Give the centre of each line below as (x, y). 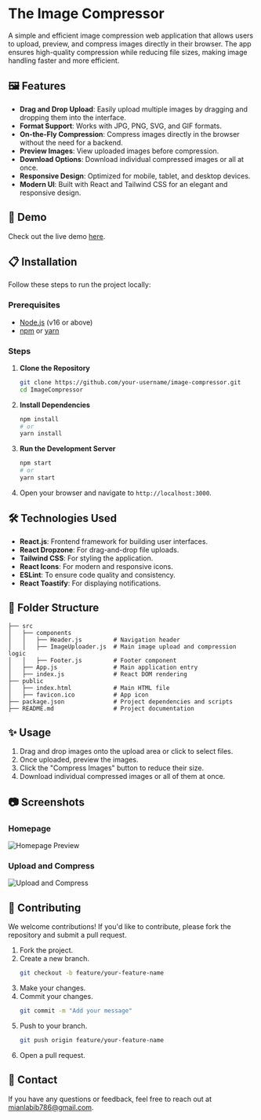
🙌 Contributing (45, 907)
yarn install (41, 434)
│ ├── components (40, 633)
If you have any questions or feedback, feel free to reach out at (110, 1099)
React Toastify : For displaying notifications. (90, 583)
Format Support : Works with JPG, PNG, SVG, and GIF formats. (120, 126)
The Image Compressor (86, 14)
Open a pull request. (53, 1055)
